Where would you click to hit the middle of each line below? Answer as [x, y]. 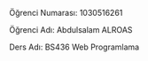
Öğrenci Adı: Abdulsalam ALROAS [71, 30]
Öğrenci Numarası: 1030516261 [66, 13]
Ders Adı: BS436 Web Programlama [74, 47]
